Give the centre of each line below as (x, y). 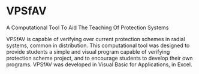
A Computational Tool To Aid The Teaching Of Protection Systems (88, 27)
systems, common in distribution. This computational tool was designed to (98, 45)
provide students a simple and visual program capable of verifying (88, 51)
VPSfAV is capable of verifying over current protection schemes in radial (96, 39)
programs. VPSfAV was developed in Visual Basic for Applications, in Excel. (99, 64)
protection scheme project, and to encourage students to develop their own (99, 58)
